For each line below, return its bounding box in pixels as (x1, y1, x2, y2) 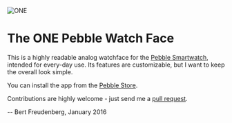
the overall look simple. (7, 67, 73, 76)
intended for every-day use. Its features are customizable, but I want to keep (7, 60, 225, 69)
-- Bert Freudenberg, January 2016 (7, 107, 107, 116)
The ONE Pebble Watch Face (7, 31, 175, 46)
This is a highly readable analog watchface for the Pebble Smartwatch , (7, 53, 209, 61)
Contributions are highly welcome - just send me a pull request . (7, 94, 188, 102)
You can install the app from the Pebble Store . (7, 81, 138, 89)
